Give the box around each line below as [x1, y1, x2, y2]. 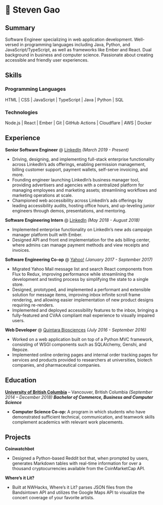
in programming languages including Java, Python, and [20, 42, 130, 48]
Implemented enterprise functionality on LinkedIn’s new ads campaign [12, 227, 153, 232]
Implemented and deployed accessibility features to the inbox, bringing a [12, 307, 158, 313]
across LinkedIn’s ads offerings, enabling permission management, [12, 161, 146, 167]
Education [5, 376, 37, 385]
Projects [5, 433, 31, 441]
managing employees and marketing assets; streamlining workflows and [12, 187, 157, 193]
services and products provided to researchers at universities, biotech [12, 357, 153, 363]
